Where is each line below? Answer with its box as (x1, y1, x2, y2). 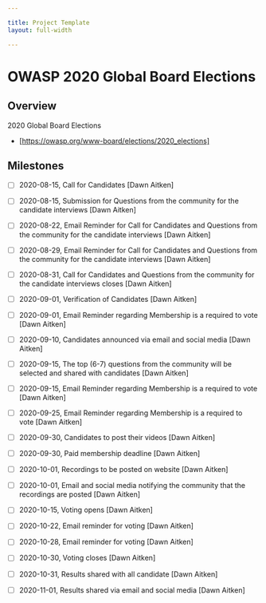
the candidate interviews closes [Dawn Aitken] (18, 279, 172, 288)
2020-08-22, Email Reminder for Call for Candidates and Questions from (18, 220, 258, 230)
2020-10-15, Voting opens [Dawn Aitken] (18, 505, 153, 515)
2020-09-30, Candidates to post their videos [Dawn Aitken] (18, 433, 216, 442)
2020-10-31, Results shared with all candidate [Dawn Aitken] (18, 569, 218, 579)
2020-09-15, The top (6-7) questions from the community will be (18, 359, 233, 368)
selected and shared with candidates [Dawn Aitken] (18, 368, 189, 378)
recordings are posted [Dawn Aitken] (18, 490, 141, 499)
